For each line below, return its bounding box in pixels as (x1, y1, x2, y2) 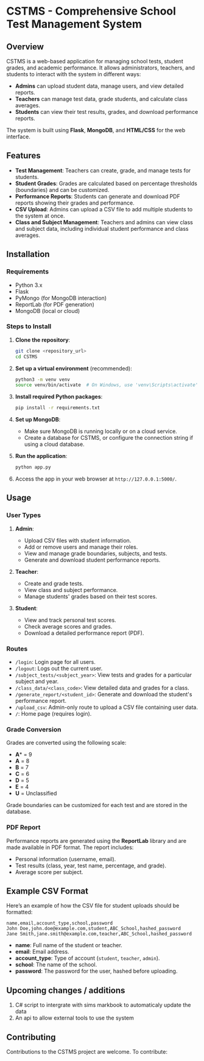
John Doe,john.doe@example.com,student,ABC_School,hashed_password (6, 926, 181, 932)
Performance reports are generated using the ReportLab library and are (6, 837, 187, 844)
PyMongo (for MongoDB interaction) (15, 294, 107, 301)
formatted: (6, 909, 33, 916)
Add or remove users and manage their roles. (24, 543, 138, 551)
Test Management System (6, 17, 142, 31)
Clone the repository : (15, 336, 71, 344)
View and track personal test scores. (24, 616, 117, 624)
